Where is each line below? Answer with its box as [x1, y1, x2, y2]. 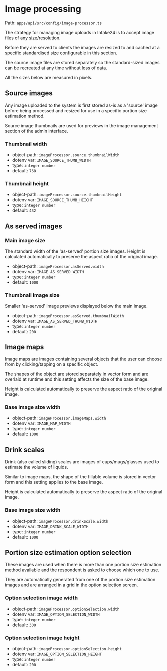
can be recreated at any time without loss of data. [5, 65, 107, 71]
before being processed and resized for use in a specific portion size [5, 107, 147, 113]
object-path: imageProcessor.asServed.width [12, 263, 104, 269]
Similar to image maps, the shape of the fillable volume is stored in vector [5, 474, 156, 480]
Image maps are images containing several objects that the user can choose [5, 356, 162, 362]
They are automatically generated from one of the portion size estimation [5, 577, 156, 583]
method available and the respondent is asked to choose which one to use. [5, 567, 160, 573]
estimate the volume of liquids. [5, 464, 68, 470]
